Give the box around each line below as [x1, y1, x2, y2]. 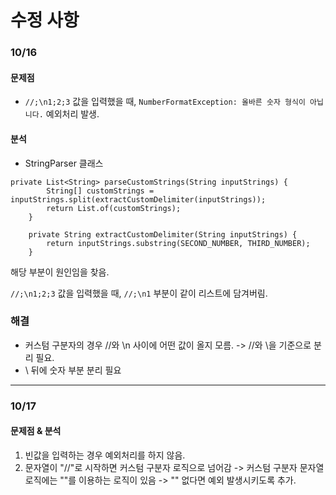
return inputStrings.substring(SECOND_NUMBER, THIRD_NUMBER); [46, 238, 311, 248]
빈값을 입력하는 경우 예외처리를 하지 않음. [24, 449, 186, 461]
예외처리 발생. [45, 108, 100, 120]
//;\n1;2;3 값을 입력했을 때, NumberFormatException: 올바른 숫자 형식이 [24, 96, 306, 108]
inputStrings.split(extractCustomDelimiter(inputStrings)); [10, 194, 267, 205]
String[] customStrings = [46, 186, 155, 196]
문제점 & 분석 [10, 425, 62, 437]
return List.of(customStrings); [46, 203, 182, 213]
